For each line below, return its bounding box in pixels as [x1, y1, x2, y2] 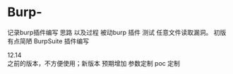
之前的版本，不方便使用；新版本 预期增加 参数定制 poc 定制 [7, 59, 180, 67]
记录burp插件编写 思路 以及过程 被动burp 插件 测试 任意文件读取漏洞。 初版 [7, 28, 227, 36]
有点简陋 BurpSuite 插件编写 [7, 36, 90, 45]
